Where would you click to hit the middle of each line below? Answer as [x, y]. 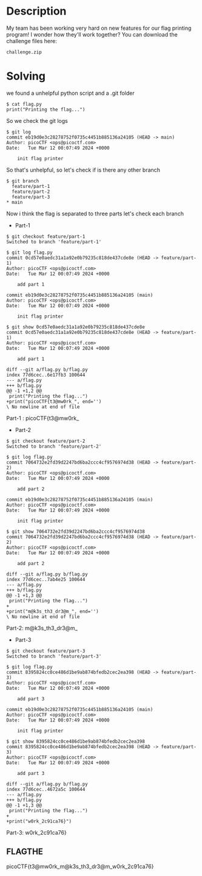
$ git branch [23, 181]
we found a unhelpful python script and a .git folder [70, 93]
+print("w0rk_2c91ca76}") [39, 821]
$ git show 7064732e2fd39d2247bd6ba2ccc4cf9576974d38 [76, 531]
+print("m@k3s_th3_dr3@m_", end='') [52, 611]
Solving [26, 76]
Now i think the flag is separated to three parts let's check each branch [95, 214]
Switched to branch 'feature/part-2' [54, 446]
